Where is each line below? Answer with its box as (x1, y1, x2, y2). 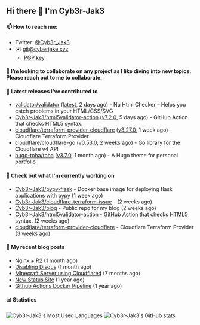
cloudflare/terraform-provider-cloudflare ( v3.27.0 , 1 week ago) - (14, 126, 172, 133)
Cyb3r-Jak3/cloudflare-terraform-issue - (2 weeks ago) (14, 198, 153, 205)
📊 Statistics (6, 296, 37, 303)
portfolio (14, 158, 36, 165)
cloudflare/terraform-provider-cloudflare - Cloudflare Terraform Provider (14, 223, 194, 230)
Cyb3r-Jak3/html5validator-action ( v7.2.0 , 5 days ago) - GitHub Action (14, 114, 188, 121)
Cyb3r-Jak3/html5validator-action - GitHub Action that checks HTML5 (14, 211, 188, 218)
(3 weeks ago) (14, 230, 51, 237)
